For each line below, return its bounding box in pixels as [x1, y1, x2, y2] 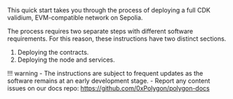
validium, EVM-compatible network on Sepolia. [7, 13, 143, 22]
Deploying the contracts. [17, 48, 89, 56]
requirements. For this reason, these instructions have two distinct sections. [7, 34, 227, 43]
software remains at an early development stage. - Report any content [7, 77, 211, 85]
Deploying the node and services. [17, 55, 116, 64]
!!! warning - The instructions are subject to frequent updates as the [7, 70, 204, 77]
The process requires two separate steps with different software [7, 27, 194, 35]
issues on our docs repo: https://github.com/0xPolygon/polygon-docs [7, 84, 210, 92]
